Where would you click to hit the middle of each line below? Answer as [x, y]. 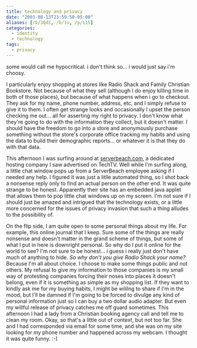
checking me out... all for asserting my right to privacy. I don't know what [95, 115]
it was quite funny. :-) [32, 339]
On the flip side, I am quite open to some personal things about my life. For [96, 226]
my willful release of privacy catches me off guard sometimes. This [87, 307]
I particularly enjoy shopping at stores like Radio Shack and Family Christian [98, 84]
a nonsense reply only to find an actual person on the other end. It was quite [98, 183]
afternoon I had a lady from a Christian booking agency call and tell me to [95, 313]
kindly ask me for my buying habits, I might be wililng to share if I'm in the [95, 289]
